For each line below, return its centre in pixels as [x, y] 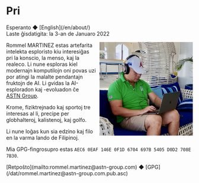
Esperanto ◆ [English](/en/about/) [48, 27]
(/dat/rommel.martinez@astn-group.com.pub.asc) [67, 173]
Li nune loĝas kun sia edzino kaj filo [50, 131]
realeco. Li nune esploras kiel [42, 64]
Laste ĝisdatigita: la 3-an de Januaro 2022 [58, 33]
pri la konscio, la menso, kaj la [43, 58]
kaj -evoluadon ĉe [57, 89]
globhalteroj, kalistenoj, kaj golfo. [46, 119]
